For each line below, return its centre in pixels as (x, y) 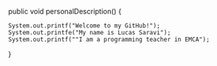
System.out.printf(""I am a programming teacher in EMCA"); (109, 39)
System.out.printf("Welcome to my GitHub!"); (84, 26)
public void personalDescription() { (65, 11)
